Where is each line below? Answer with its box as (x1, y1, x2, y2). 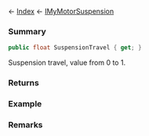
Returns (8, 77, 39, 88)
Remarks (8, 119, 43, 130)
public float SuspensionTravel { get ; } (8, 44, 143, 52)
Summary (8, 26, 47, 37)
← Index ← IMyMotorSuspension (8, 7, 114, 16)
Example (8, 98, 42, 109)
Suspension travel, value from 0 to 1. (8, 58, 126, 67)
